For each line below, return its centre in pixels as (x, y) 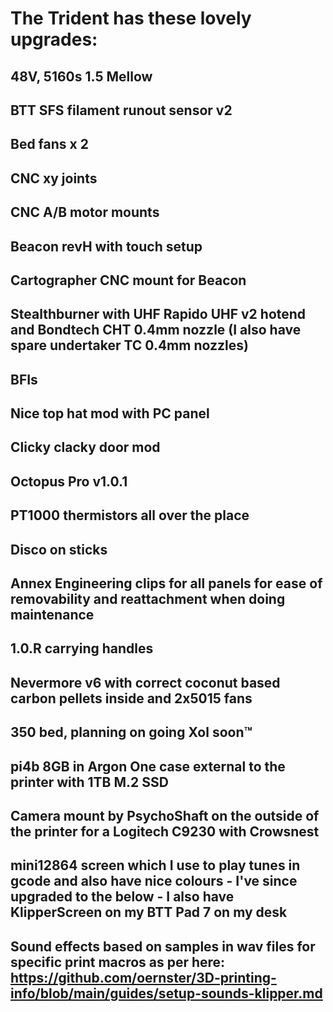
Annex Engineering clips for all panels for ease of (166, 583)
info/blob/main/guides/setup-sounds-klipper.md (166, 993)
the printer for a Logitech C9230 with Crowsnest (165, 831)
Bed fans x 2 (49, 144)
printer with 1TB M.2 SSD (89, 782)
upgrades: (54, 39)
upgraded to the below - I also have (122, 897)
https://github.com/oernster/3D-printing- (143, 977)
